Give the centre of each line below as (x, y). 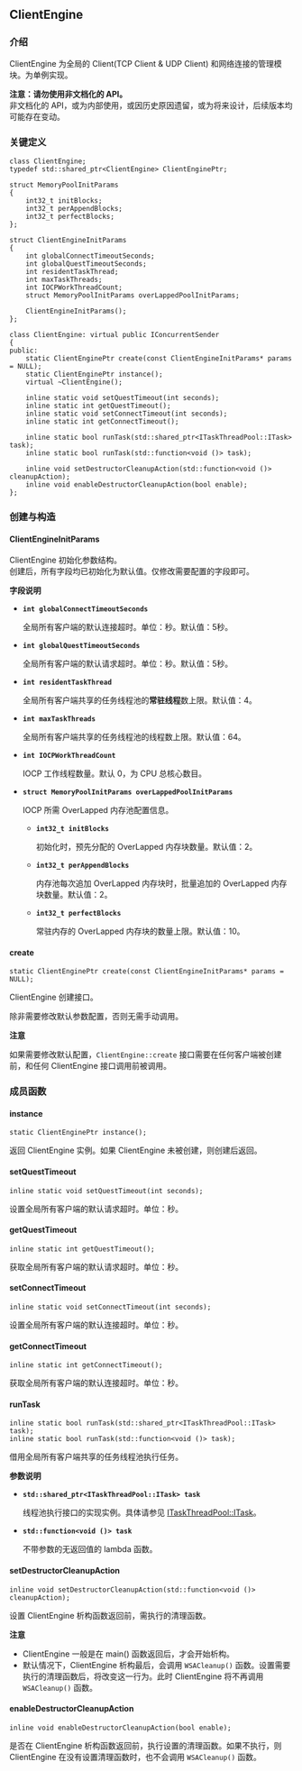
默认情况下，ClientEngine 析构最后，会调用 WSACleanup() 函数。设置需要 (156, 1665)
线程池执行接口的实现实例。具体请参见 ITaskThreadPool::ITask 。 (142, 1512)
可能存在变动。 (37, 116)
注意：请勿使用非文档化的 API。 (69, 94)
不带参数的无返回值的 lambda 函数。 (90, 1549)
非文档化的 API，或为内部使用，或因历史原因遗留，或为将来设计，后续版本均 (151, 105)
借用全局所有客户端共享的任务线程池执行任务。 (96, 1457)
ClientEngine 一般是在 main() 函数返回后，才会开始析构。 (128, 1654)
